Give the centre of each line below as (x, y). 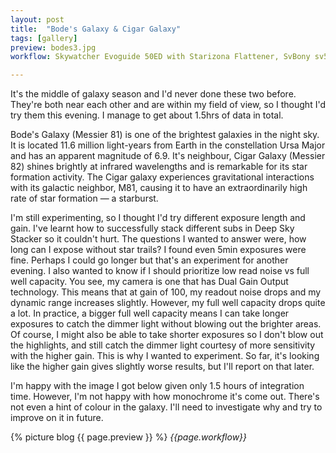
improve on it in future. (57, 418)
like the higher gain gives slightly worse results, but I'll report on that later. (162, 367)
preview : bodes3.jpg (53, 47)
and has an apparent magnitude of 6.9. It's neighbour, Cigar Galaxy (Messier (168, 156)
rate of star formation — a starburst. (84, 198)
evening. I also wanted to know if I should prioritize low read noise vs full (160, 271)
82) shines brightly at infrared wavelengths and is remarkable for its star (159, 167)
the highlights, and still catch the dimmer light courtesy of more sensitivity (163, 345)
